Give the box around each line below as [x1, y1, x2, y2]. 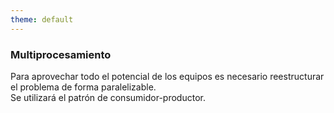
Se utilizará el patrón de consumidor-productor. [10, 91, 206, 103]
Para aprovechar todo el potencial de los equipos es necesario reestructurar [10, 70, 325, 82]
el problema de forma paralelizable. [10, 81, 157, 93]
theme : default [10, 14, 74, 25]
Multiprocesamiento [10, 47, 112, 61]
